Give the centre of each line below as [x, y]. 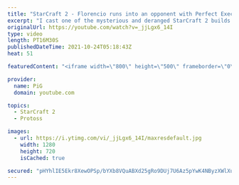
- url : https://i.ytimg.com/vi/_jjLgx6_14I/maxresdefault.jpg [108, 138]
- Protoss [28, 119]
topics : [19, 105]
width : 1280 [38, 144]
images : [19, 132]
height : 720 [38, 151]
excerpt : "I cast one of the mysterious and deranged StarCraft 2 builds [119, 21]
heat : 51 [20, 54]
